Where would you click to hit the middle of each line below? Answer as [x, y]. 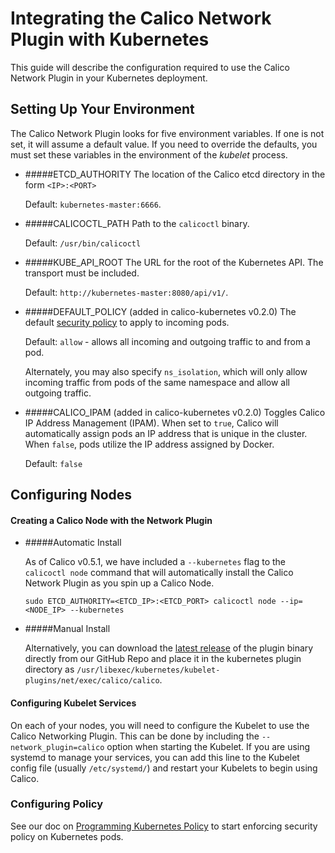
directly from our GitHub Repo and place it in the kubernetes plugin [163, 659]
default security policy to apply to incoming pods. [127, 322]
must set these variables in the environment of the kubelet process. [149, 154]
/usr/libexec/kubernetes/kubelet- [148, 670]
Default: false [53, 463]
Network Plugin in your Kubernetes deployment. [109, 78]
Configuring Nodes [71, 495]
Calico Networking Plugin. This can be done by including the [135, 736]
